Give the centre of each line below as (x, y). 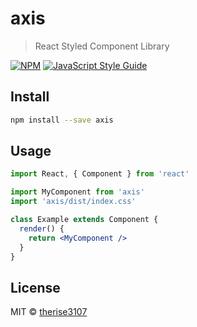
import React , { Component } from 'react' (100, 174)
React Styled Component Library (102, 46)
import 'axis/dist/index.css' (73, 202)
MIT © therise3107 (49, 312)
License (35, 287)
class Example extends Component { (84, 220)
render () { (42, 228)
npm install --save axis (62, 120)
